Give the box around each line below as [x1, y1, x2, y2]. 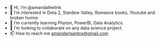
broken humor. [9, 15, 40, 20]
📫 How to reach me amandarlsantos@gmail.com [9, 30, 109, 36]
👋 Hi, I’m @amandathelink [9, 5, 61, 10]
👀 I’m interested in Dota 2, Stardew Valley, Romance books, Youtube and [9, 10, 155, 15]
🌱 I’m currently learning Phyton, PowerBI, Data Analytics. [9, 20, 124, 26]
